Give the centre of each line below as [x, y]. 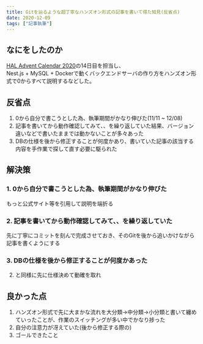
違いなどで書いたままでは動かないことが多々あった [79, 133]
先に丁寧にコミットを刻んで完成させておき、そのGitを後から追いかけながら [101, 235]
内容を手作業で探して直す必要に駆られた [66, 149]
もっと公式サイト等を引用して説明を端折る [60, 204]
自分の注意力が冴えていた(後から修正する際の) [73, 327]
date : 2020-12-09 [28, 18]
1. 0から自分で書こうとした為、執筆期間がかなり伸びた [87, 189]
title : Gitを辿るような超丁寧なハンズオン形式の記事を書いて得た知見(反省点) [93, 12]
